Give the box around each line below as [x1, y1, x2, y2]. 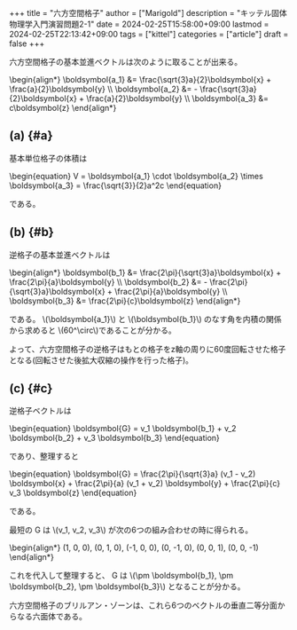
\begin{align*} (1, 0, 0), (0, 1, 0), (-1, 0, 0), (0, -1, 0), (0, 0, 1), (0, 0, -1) [9, 542, 259, 553]
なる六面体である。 [16, 611, 87, 622]
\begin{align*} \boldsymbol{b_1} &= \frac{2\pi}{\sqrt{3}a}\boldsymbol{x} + [9, 267, 282, 278]
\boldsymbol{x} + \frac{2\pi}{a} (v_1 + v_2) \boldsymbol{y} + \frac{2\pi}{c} [9, 478, 281, 489]
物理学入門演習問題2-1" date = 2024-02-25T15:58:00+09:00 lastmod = [9, 19, 270, 29]
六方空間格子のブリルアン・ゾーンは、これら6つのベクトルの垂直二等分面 [9, 600, 277, 610]
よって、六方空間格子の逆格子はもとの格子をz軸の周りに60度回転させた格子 [9, 343, 286, 354]
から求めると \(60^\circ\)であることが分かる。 [9, 325, 176, 335]
